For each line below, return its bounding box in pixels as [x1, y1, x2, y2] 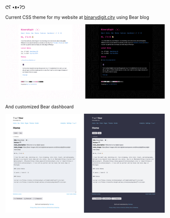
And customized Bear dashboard [5, 104, 74, 110]
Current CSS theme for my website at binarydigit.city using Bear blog [5, 14, 149, 20]
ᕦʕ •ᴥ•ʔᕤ [5, 4, 25, 10]
